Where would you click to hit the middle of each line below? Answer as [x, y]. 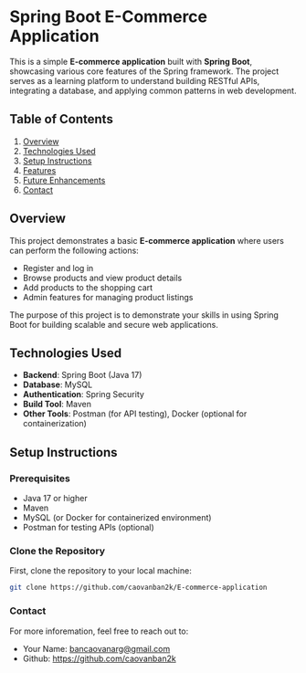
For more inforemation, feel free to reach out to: [99, 631]
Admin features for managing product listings [108, 297]
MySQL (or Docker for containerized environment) [117, 518]
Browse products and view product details [102, 278]
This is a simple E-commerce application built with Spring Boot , [131, 61]
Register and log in [58, 268]
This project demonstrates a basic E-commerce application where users [147, 240]
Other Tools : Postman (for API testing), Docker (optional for [135, 414]
